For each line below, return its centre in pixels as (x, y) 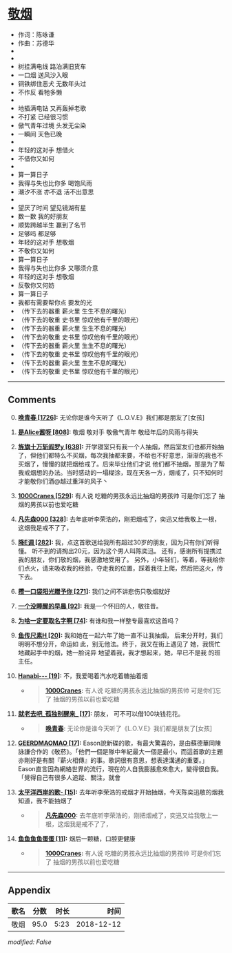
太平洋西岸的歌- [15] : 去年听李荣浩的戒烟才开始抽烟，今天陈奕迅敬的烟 (118, 792)
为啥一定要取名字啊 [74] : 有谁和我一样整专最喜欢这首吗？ (99, 620)
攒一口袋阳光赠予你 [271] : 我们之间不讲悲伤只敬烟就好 (94, 591)
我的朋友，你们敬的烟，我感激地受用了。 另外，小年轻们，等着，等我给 (118, 560)
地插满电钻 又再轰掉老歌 (52, 108)
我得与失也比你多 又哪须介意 (58, 268)
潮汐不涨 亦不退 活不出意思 (56, 192)
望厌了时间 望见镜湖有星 (52, 207)
